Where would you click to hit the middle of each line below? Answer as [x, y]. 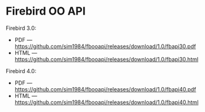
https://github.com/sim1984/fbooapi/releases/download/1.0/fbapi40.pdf [105, 89]
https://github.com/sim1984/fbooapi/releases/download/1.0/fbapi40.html [106, 102]
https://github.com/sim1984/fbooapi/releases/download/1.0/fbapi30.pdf [105, 46]
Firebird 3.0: [21, 28]
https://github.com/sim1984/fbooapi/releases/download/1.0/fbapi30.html [106, 59]
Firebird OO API [46, 11]
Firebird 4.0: [21, 71]
